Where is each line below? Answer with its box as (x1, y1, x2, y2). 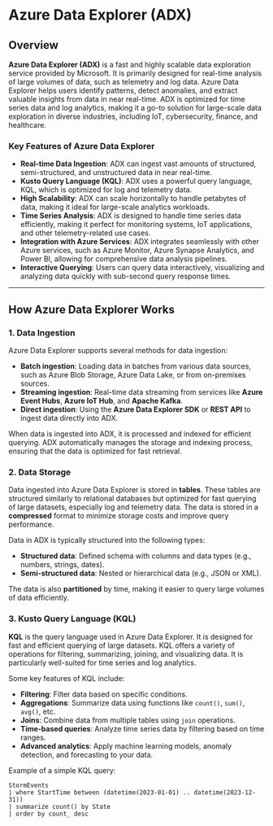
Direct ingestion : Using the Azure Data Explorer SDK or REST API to (19, 404, 251, 414)
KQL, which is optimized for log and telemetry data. (19, 185, 193, 194)
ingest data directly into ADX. (19, 413, 119, 422)
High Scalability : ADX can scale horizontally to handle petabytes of (19, 194, 246, 203)
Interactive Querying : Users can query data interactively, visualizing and (19, 263, 265, 273)
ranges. (19, 732, 46, 742)
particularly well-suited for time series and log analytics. (8, 658, 197, 667)
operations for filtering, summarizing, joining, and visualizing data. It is (8, 649, 244, 658)
